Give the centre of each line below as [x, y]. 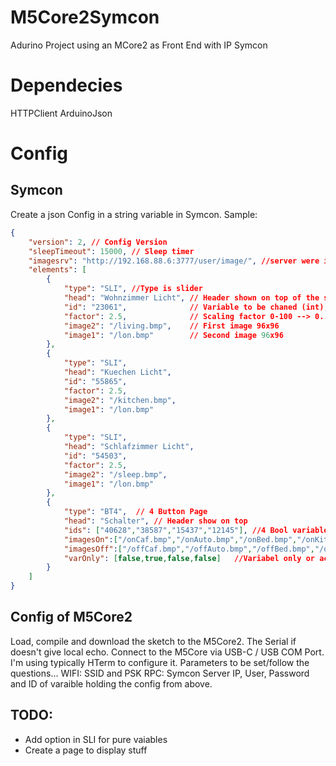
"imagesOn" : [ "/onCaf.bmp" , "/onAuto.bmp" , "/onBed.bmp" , [180, 539]
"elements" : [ [57, 270]
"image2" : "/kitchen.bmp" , [120, 400]
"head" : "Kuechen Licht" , [117, 372]
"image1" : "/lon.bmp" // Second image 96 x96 [173, 335]
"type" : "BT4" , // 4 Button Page [135, 512]
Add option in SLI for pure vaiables [96, 739]
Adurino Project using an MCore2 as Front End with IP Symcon [139, 45]
